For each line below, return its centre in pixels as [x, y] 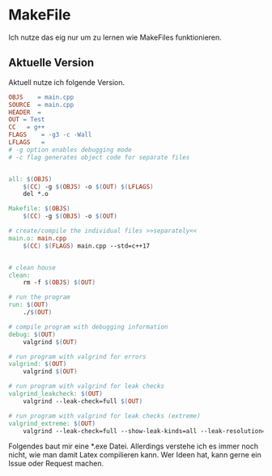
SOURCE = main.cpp [41, 104]
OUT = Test [27, 120]
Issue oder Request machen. [56, 464]
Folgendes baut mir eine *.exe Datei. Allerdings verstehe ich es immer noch [134, 446]
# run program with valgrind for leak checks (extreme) [104, 416]
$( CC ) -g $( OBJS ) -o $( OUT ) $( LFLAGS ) [88, 187]
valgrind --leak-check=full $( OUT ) [83, 401]
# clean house [32, 268]
